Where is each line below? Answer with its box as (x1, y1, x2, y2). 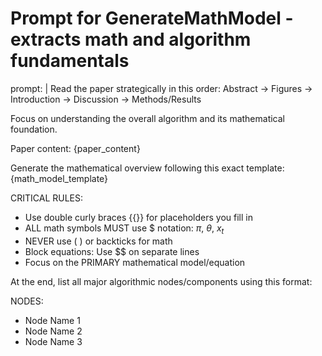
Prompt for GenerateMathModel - (10, 7, 294, 30)
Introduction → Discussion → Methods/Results (10, 93, 202, 105)
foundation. (10, 123, 58, 135)
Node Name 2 (24, 325, 83, 337)
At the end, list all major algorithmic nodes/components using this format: (10, 275, 313, 287)
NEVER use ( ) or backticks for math (24, 235, 173, 247)
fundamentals (10, 50, 130, 72)
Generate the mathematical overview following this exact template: (10, 162, 285, 174)
